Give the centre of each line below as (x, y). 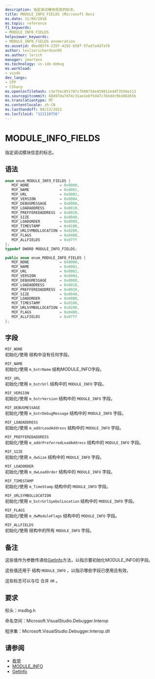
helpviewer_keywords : (27, 37)
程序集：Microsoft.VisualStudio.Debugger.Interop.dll (58, 631)
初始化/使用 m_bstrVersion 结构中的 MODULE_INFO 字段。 (60, 399)
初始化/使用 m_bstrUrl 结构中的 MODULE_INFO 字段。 (56, 384)
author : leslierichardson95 (34, 50)
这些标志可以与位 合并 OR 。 (33, 581)
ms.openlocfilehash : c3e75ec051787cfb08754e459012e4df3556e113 (71, 91)
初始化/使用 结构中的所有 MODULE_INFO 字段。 (49, 530)
